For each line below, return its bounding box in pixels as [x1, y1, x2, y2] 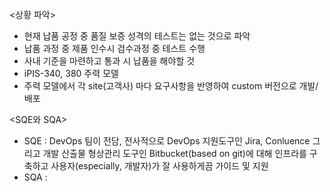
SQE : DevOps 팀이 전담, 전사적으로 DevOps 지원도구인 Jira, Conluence [23, 135, 311, 147]
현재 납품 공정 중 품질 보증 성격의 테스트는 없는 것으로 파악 [23, 30, 251, 42]
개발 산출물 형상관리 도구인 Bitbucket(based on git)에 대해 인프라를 [42, 148, 307, 159]
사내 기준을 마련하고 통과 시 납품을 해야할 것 [23, 55, 196, 67]
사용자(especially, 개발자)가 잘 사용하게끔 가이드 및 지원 [50, 160, 269, 172]
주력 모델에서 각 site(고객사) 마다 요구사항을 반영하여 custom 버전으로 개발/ [23, 80, 319, 92]
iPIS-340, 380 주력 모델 [23, 68, 119, 79]
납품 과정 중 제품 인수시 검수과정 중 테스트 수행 [23, 43, 206, 54]
